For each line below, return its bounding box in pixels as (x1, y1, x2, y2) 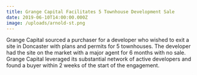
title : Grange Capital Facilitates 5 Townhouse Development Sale (6, 8, 175, 15)
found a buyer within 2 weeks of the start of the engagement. (6, 62, 159, 69)
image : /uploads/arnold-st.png (6, 20, 85, 26)
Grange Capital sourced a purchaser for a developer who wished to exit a (6, 37, 190, 44)
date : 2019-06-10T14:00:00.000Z (6, 14, 88, 20)
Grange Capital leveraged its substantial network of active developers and (6, 55, 192, 63)
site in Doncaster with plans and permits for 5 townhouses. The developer (6, 43, 191, 50)
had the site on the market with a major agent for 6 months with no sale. (6, 49, 186, 56)
